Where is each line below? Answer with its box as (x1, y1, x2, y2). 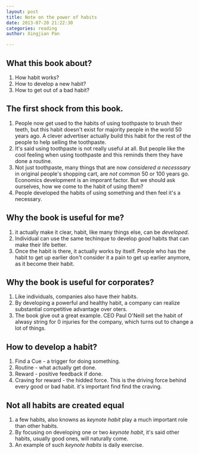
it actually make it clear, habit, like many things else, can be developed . (14, 228, 189, 236)
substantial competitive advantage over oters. (14, 306, 128, 313)
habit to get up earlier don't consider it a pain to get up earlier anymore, (14, 253, 191, 261)
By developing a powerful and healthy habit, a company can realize (14, 299, 181, 306)
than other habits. (14, 422, 58, 429)
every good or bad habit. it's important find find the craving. (14, 383, 162, 390)
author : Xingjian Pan (6, 31, 60, 37)
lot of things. (14, 325, 46, 332)
